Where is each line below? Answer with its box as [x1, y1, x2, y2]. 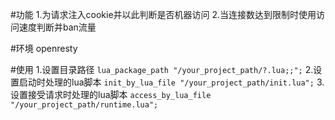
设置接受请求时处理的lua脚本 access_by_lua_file [10, 89, 212, 100]
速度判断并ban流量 [18, 21, 97, 33]
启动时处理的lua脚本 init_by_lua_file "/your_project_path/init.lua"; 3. [18, 76, 325, 88]
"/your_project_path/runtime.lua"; [10, 100, 159, 110]
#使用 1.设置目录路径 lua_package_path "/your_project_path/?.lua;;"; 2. [10, 64, 314, 75]
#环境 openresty [10, 43, 78, 54]
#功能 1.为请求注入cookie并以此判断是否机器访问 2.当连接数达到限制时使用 [10, 9, 317, 20]
